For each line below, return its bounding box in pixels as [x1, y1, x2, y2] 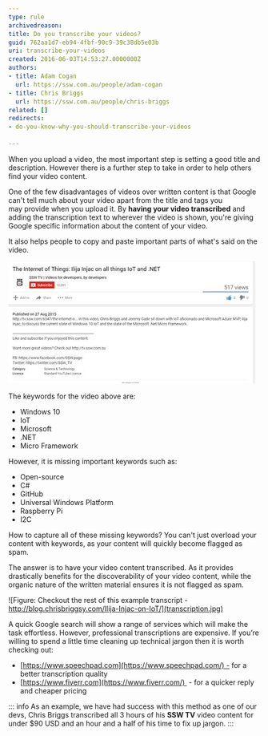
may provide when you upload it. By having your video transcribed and [8, 204, 246, 213]
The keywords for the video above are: [8, 391, 136, 401]
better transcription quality [19, 669, 108, 678]
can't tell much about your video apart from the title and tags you [8, 195, 223, 204]
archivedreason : [8, 21, 62, 30]
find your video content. [8, 171, 88, 180]
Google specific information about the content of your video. [8, 220, 208, 230]
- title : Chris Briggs [8, 89, 84, 97]
